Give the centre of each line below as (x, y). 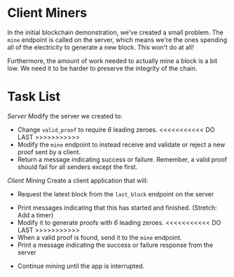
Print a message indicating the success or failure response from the (115, 245)
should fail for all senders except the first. (77, 167)
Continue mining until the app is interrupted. (81, 266)
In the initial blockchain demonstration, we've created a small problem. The (116, 32)
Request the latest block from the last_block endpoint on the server (116, 194)
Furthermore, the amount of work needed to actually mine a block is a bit (112, 60)
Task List (34, 97)
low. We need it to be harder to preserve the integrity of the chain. (102, 68)
